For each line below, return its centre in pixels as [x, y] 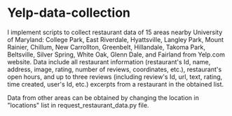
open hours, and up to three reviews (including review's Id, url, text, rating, [115, 77]
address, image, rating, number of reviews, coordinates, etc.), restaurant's [115, 69]
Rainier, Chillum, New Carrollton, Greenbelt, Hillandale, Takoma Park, [106, 47]
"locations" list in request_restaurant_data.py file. [78, 105]
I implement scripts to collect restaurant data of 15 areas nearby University [115, 32]
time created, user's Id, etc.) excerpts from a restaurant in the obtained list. [116, 84]
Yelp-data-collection [69, 13]
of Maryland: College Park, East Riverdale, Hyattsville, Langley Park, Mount [116, 39]
